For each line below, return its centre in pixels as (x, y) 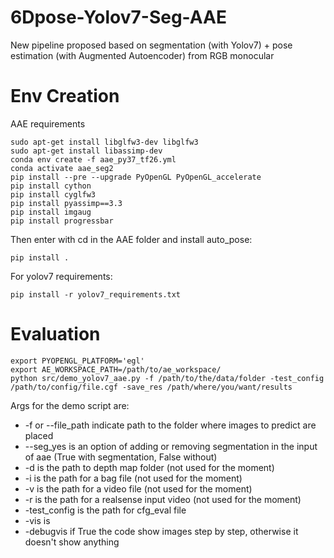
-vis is (37, 520)
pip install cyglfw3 (53, 194)
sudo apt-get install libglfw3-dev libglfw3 (104, 142)
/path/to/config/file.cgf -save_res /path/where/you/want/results (151, 387)
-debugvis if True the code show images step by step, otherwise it (161, 531)
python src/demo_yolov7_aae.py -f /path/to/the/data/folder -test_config (167, 378)
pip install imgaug (51, 212)
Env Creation (65, 96)
